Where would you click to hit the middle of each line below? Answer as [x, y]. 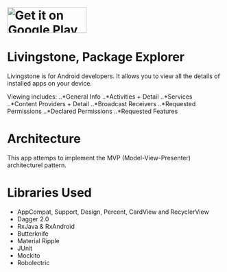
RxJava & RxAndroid [46, 226]
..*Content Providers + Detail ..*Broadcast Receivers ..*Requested [101, 104]
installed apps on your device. [50, 84]
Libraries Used [49, 193]
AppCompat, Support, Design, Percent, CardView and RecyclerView [113, 212]
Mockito [28, 256]
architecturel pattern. [37, 165]
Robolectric [33, 263]
